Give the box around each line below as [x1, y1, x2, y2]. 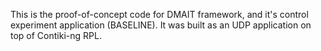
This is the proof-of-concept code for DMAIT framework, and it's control [10, 9, 309, 20]
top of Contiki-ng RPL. [10, 30, 102, 41]
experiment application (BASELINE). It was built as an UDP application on [10, 19, 312, 31]
